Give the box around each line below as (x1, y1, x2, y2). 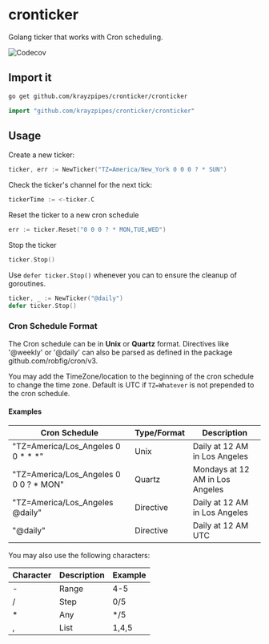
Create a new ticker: (8, 150, 75, 160)
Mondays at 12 (192, 464, 250, 475)
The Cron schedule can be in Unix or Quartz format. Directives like (8, 338, 230, 348)
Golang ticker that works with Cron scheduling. (8, 32, 163, 42)
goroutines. (8, 278, 46, 288)
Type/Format (134, 427, 186, 439)
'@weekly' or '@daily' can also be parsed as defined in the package (8, 347, 233, 357)
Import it (8, 71, 52, 85)
